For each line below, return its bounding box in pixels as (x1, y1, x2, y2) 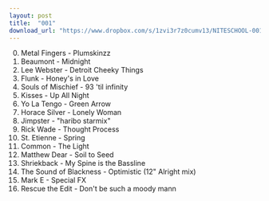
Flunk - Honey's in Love (20, 73, 99, 84)
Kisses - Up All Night (20, 91, 90, 100)
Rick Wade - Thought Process (20, 124, 120, 134)
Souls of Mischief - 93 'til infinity (20, 82, 129, 92)
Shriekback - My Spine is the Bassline (20, 159, 146, 168)
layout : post (9, 11, 53, 20)
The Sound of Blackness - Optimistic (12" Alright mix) (20, 167, 196, 176)
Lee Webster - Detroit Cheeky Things (20, 65, 144, 75)
